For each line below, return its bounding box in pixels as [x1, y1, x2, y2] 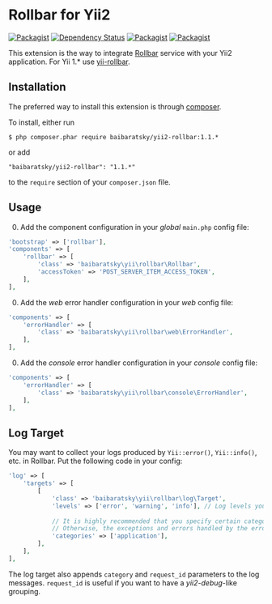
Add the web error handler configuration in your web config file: [19, 297, 233, 307]
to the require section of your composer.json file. [8, 177, 172, 187]
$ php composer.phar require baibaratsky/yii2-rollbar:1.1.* [8, 133, 219, 141]
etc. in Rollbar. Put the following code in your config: [8, 456, 183, 466]
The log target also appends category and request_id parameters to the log [8, 569, 260, 579]
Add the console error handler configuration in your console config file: [19, 358, 258, 368]
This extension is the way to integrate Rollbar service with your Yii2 [8, 48, 232, 57]
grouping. [8, 586, 41, 596]
